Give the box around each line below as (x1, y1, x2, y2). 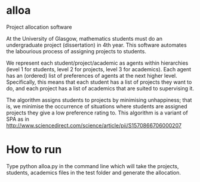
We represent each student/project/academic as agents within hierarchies (6, 59, 189, 66)
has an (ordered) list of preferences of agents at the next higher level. (6, 72, 177, 79)
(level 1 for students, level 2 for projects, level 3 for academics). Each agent (6, 65, 192, 72)
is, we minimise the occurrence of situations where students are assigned (6, 102, 187, 110)
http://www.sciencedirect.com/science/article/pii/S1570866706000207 (6, 122, 182, 129)
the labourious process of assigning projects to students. (6, 47, 146, 54)
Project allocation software (6, 23, 72, 31)
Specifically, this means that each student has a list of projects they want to (6, 78, 192, 86)
